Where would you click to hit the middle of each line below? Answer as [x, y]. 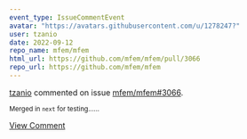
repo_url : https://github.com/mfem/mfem [85, 68]
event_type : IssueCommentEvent [67, 17]
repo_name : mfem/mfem [49, 51]
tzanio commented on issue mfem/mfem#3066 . [96, 92]
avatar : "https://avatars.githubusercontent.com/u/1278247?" [125, 26]
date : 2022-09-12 [41, 42]
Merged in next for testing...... [55, 109]
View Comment [37, 125]
